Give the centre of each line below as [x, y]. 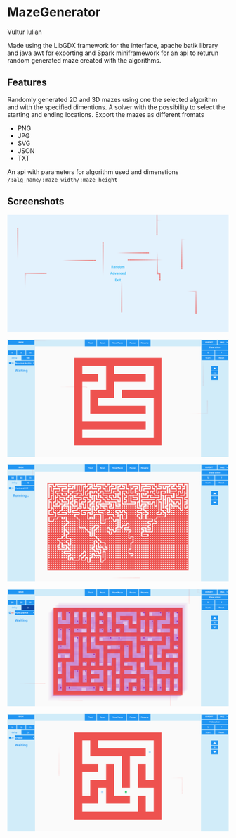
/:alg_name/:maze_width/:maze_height [63, 180]
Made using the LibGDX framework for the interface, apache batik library [113, 45]
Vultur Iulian [25, 32]
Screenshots [36, 202]
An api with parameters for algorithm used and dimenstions [93, 172]
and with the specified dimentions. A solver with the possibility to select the [117, 107]
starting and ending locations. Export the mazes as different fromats [106, 114]
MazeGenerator [54, 12]
